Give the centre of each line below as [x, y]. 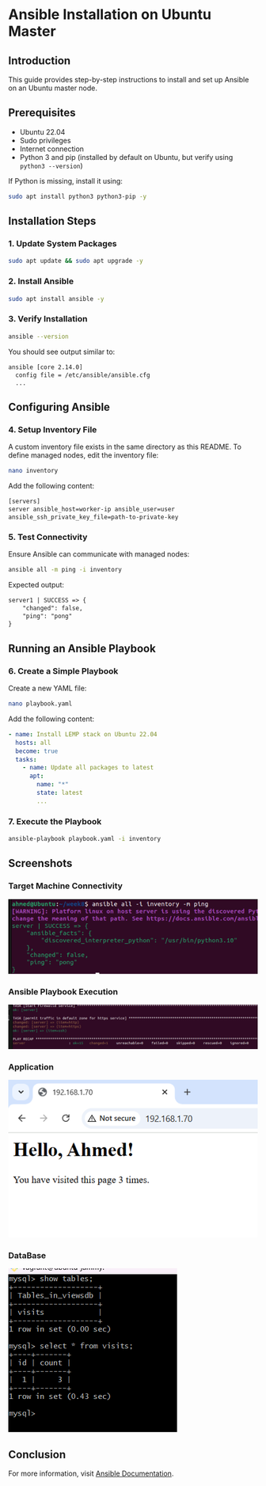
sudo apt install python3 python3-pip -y [78, 196]
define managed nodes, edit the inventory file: [84, 455]
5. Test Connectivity [48, 538]
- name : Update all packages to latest [88, 768]
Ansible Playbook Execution [63, 991]
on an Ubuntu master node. [53, 88]
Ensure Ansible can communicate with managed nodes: [99, 554]
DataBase [27, 1256]
